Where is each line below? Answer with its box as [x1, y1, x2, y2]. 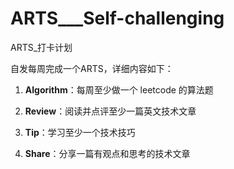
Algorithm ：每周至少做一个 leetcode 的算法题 [24, 83, 214, 96]
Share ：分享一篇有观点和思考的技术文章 [24, 147, 191, 159]
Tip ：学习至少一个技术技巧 [24, 126, 136, 138]
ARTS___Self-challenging [10, 7, 225, 30]
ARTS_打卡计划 [10, 41, 73, 53]
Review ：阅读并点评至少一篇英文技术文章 [24, 105, 197, 117]
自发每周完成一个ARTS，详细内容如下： [10, 62, 174, 74]
